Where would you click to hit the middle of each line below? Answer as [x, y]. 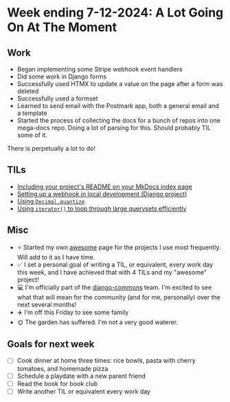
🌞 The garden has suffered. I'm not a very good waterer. [97, 322]
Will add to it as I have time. [56, 257]
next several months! [47, 304]
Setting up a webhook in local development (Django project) [102, 193]
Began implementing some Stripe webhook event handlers [100, 69]
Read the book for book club [57, 383]
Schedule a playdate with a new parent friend [81, 376]
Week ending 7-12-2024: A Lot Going [115, 13]
